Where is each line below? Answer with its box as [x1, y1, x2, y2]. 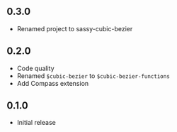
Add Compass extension [16, 79, 89, 87]
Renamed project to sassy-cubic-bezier [16, 24, 133, 33]
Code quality [16, 64, 55, 72]
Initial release [16, 119, 56, 127]
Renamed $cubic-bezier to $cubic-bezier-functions [16, 71, 171, 80]
